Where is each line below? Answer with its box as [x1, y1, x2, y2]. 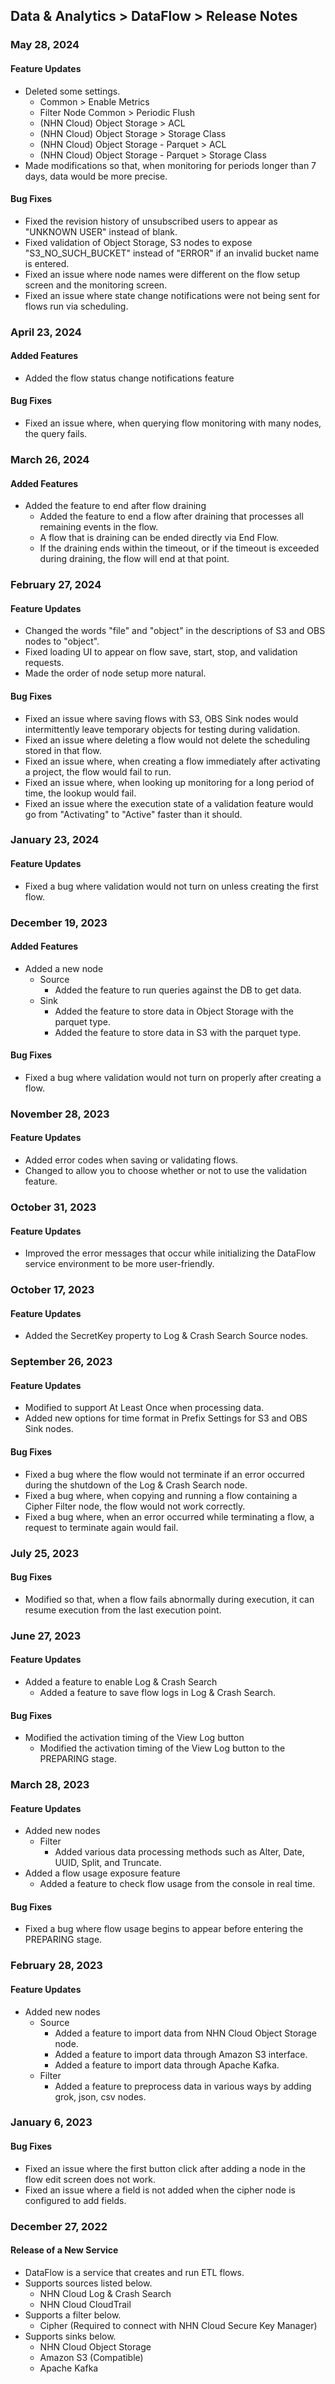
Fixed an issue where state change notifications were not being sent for [24, 289, 321, 301]
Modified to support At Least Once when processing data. [24, 1402, 265, 1414]
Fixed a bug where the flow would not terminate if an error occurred [24, 1468, 305, 1480]
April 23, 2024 [10, 325, 82, 339]
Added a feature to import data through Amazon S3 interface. [54, 2048, 308, 2060]
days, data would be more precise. [24, 170, 168, 182]
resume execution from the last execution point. [24, 1604, 222, 1616]
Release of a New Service [10, 2244, 119, 2256]
